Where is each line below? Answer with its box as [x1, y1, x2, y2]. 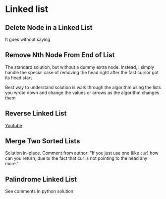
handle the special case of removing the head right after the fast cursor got [5, 69, 159, 75]
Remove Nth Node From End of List [5, 51, 115, 59]
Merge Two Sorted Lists [5, 137, 80, 145]
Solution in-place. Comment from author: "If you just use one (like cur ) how [5, 150, 159, 156]
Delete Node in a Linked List [5, 23, 93, 32]
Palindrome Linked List [5, 175, 77, 184]
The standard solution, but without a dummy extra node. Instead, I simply [5, 64, 155, 70]
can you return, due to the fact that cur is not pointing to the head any [5, 155, 148, 161]
